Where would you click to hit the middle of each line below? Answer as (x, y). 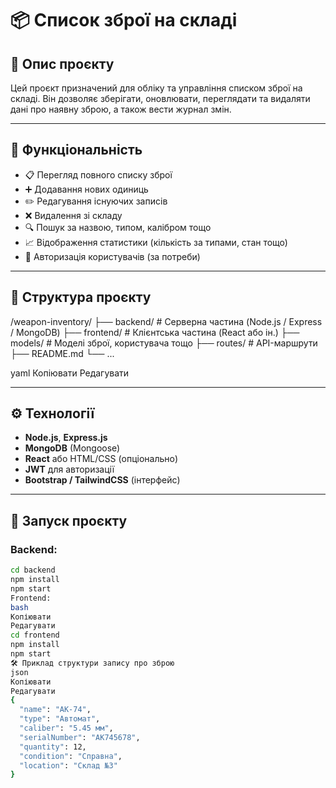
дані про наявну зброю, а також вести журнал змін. (121, 109)
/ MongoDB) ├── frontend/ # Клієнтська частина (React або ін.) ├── (155, 332)
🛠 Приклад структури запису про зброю (92, 663)
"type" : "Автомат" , (60, 719)
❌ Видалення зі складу (73, 215)
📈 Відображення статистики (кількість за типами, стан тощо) (156, 242)
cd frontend (35, 635)
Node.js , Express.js (66, 438)
